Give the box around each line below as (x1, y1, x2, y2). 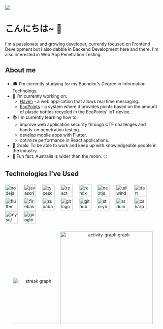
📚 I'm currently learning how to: (12, 114, 78, 120)
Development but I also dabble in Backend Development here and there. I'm (5, 46, 159, 52)
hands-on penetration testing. (19, 127, 80, 133)
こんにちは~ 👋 (5, 23, 63, 35)
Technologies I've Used (5, 169, 79, 178)
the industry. (12, 148, 38, 154)
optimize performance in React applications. (19, 137, 110, 143)
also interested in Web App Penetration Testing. (5, 52, 102, 58)
